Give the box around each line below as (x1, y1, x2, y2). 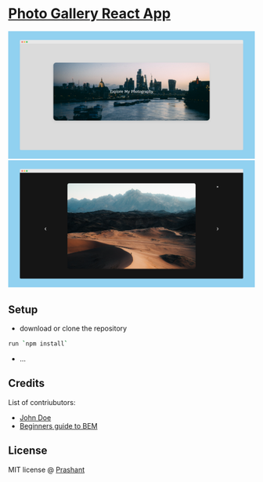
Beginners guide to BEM (19, 421, 98, 430)
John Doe (19, 413, 52, 422)
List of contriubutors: (8, 397, 76, 407)
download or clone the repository (19, 323, 128, 333)
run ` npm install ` (8, 340, 68, 348)
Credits (8, 377, 45, 390)
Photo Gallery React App (8, 5, 171, 23)
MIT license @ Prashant (8, 465, 85, 474)
